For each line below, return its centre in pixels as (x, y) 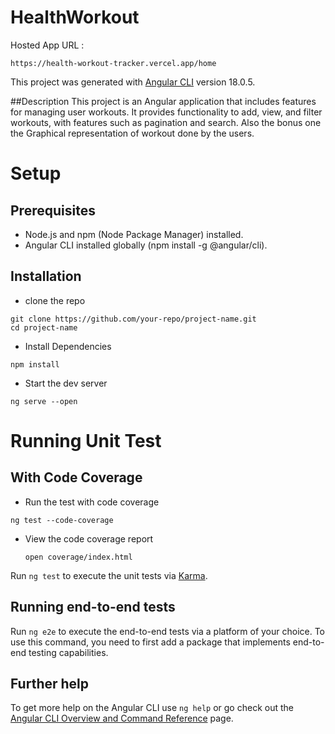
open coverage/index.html (78, 557)
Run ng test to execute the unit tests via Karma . (109, 575)
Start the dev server (66, 383)
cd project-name (44, 327)
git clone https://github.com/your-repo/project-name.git (133, 319)
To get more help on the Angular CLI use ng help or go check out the (152, 708)
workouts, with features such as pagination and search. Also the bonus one (166, 122)
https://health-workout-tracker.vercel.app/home (113, 63)
